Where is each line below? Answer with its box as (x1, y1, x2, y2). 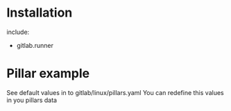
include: (6, 28, 30, 36)
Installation (6, 5, 73, 21)
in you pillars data (6, 96, 57, 104)
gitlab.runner (16, 41, 53, 49)
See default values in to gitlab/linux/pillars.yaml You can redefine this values (6, 88, 224, 96)
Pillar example (6, 66, 90, 81)
